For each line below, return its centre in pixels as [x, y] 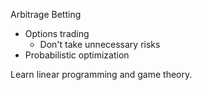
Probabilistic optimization [77, 55]
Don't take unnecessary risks [100, 44]
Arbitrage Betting [46, 14]
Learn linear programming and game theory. [101, 74]
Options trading [57, 33]
